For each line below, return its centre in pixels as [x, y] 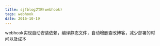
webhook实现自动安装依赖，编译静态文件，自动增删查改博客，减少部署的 [78, 33]
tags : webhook [19, 14]
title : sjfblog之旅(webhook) [34, 9]
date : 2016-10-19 [23, 18]
